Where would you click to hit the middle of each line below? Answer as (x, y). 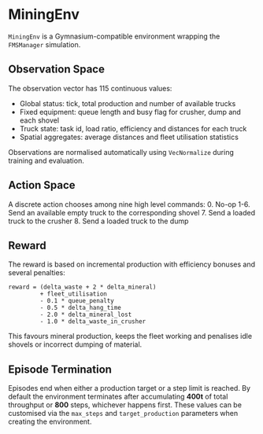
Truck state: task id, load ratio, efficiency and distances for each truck (133, 128)
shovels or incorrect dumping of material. (75, 344)
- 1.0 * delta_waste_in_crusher (93, 322)
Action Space (42, 185)
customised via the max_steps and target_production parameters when (123, 414)
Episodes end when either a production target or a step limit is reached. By (129, 388)
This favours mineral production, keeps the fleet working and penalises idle (130, 337)
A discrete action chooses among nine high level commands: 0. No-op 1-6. (129, 204)
